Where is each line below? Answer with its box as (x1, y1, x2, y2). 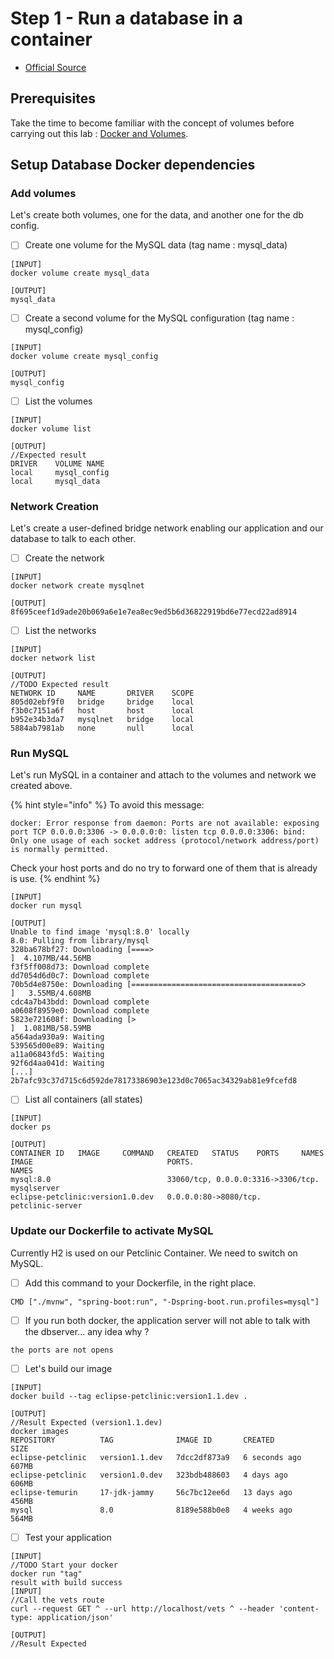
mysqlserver (10, 1183, 60, 1194)
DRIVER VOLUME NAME (10, 458, 105, 469)
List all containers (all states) (24, 1093, 143, 1106)
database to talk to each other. (10, 532, 137, 544)
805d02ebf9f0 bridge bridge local (10, 697, 195, 707)
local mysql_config (10, 467, 110, 477)
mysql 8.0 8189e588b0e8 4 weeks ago (10, 1505, 293, 1515)
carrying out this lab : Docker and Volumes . (10, 127, 189, 139)
